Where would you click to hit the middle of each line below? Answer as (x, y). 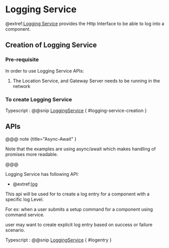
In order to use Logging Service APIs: (45, 71)
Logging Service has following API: (42, 174)
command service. (25, 215)
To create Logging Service (39, 99)
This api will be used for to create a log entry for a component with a (78, 194)
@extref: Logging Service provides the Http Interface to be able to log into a (85, 24)
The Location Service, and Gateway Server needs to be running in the (86, 81)
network (22, 86)
